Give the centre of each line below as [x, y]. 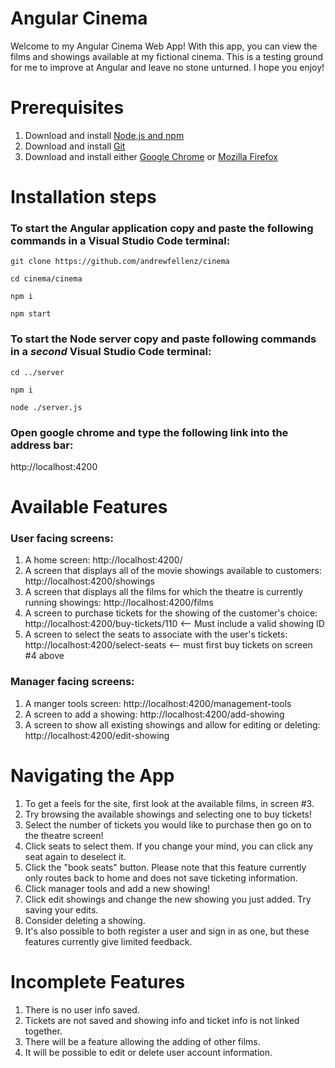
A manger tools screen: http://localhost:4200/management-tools [158, 703]
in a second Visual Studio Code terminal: [111, 352]
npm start [31, 314]
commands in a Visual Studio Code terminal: [120, 240]
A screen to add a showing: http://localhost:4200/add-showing [154, 714]
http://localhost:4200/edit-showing [97, 735]
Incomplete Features [98, 981]
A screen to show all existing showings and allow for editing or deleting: [172, 724]
